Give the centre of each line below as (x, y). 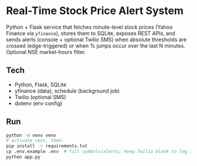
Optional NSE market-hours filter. (46, 52)
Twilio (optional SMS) (40, 97)
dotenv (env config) (38, 103)
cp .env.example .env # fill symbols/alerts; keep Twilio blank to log (97, 152)
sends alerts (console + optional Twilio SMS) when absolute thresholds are (96, 39)
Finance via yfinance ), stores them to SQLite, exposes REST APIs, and (91, 33)
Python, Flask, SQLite (40, 84)
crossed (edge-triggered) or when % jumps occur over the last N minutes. (96, 46)
